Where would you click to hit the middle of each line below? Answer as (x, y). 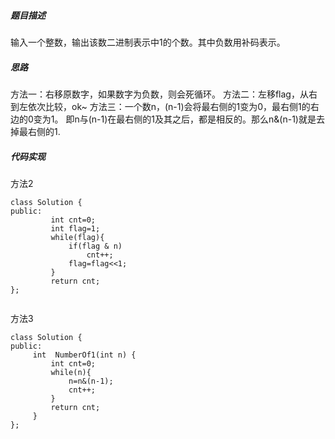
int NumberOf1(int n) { (84, 355)
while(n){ (71, 372)
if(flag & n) (95, 246)
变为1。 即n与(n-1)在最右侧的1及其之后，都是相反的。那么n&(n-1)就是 (175, 119)
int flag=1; (75, 228)
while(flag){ (77, 237)
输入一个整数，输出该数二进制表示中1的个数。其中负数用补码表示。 (148, 42)
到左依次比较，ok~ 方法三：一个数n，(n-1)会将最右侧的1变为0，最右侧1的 (160, 106)
